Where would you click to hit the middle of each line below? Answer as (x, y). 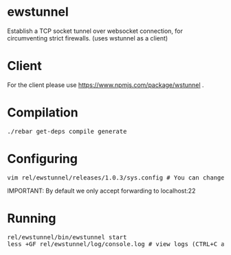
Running (32, 218)
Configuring (42, 159)
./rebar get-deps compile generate (67, 131)
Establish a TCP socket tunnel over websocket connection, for (95, 31)
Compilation (43, 113)
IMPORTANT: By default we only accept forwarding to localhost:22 (101, 191)
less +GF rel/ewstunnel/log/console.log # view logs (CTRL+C (112, 244)
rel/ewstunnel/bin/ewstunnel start (67, 237)
